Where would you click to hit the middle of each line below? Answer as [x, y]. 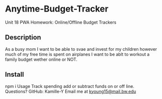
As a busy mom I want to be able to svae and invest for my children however [81, 49]
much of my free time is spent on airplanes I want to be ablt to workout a [77, 54]
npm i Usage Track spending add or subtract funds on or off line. [70, 86]
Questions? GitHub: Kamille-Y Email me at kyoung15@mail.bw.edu [71, 91]
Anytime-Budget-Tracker [57, 9]
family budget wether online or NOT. [41, 59]
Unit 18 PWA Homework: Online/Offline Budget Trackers [61, 22]
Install [15, 75]
